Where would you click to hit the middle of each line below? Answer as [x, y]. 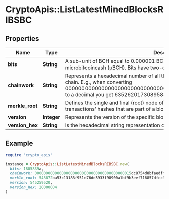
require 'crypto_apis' [29, 155]
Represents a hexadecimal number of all [112, 76]
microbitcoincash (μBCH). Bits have [107, 68]
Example [19, 143]
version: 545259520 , [31, 183]
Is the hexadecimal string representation [113, 125]
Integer [51, 117]
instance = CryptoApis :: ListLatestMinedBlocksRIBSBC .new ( [67, 164]
